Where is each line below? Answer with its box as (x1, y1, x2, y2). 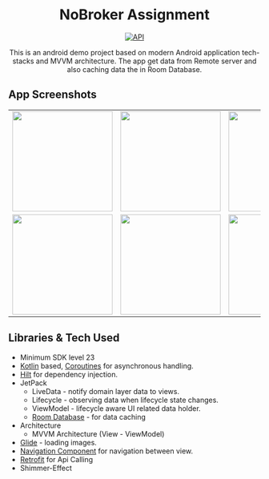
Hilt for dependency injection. (19, 369, 118, 379)
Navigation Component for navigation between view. (19, 446, 194, 456)
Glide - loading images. (19, 437, 98, 447)
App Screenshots (8, 88, 98, 102)
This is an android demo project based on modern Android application (9, 47, 240, 57)
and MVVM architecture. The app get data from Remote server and (35, 56, 257, 66)
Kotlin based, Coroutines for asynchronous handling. (19, 360, 194, 370)
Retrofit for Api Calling (19, 454, 94, 464)
